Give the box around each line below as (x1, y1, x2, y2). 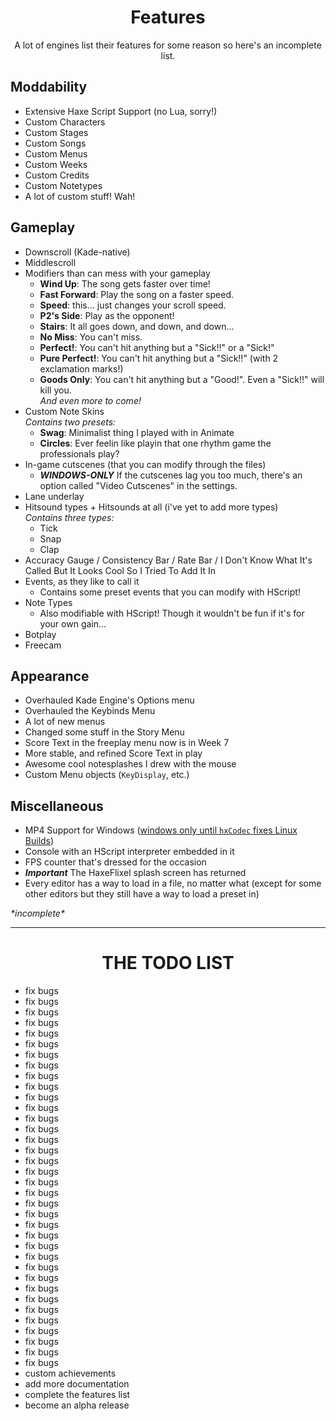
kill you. (39, 384, 72, 396)
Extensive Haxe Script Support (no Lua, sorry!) (24, 105, 218, 117)
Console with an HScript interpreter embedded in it (24, 846, 235, 858)
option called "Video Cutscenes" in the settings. (39, 479, 238, 491)
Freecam (24, 639, 62, 651)
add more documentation (24, 1378, 130, 1390)
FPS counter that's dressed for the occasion (24, 856, 207, 868)
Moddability (10, 79, 88, 96)
